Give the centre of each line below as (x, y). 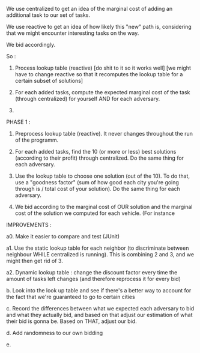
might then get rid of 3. (35, 261)
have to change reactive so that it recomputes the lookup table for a (99, 74)
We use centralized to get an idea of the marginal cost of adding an (89, 9)
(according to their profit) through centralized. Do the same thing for (99, 158)
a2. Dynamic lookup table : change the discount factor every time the (92, 272)
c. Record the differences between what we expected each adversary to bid (100, 308)
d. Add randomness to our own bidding (55, 333)
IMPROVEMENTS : (29, 225)
